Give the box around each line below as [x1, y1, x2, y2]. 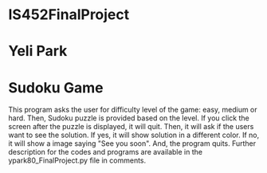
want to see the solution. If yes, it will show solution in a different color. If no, [8, 130, 260, 140]
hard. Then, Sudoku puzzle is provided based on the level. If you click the [8, 113, 249, 123]
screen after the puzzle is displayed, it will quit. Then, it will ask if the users [8, 122, 254, 132]
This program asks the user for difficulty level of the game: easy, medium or [8, 105, 257, 115]
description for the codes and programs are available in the [8, 147, 203, 157]
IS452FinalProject [8, 6, 130, 24]
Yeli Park [8, 42, 68, 61]
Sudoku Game [8, 78, 104, 96]
